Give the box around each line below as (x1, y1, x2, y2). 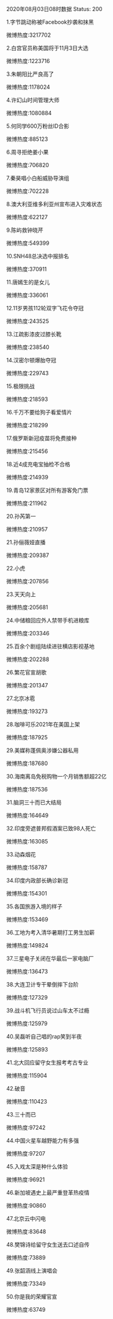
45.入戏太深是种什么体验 (6, 1163, 68, 1170)
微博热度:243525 (6, 318, 49, 324)
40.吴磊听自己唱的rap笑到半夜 (6, 1033, 82, 1040)
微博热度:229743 (6, 370, 49, 376)
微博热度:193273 (6, 708, 48, 715)
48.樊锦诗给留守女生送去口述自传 (6, 1241, 90, 1248)
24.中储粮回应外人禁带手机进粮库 (6, 617, 90, 624)
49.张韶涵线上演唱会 (6, 1267, 58, 1274)
